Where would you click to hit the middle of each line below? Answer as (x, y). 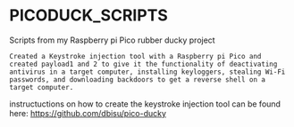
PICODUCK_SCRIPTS (88, 16)
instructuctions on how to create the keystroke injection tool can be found (145, 104)
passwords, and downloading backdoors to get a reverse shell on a (138, 79)
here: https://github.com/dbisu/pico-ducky (88, 113)
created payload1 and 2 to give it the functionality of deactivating (143, 64)
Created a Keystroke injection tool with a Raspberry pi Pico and (135, 56)
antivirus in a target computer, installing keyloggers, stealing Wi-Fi (147, 72)
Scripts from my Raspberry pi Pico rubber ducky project (113, 40)
